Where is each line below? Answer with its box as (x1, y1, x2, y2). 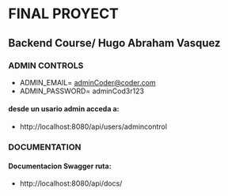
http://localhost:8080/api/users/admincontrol (19, 122, 168, 131)
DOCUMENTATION (8, 141, 82, 153)
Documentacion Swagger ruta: (8, 161, 112, 171)
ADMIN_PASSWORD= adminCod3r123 (19, 86, 145, 96)
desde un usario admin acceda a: (8, 104, 120, 114)
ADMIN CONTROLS (8, 60, 84, 71)
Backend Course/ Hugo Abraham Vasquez (8, 36, 221, 50)
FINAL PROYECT (8, 5, 119, 23)
